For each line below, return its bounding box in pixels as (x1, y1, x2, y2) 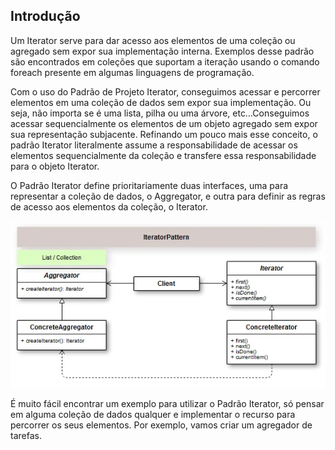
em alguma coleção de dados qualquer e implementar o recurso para (10, 408, 296, 420)
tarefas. (10, 429, 42, 441)
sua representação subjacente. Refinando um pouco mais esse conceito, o (10, 128, 318, 140)
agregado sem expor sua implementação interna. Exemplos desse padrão (10, 45, 315, 57)
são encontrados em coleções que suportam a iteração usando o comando (10, 55, 320, 68)
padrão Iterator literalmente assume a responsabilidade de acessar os (10, 139, 298, 151)
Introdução (10, 8, 81, 25)
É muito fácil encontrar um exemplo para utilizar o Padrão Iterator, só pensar (10, 397, 325, 409)
